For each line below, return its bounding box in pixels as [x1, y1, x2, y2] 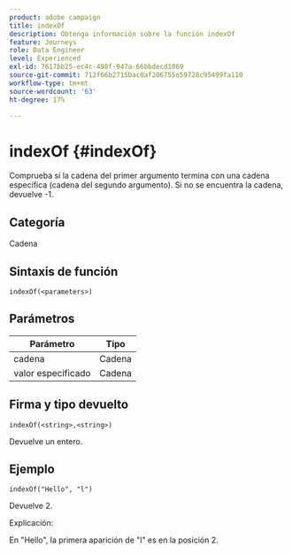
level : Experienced [9, 54, 81, 63]
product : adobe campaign [9, 12, 101, 22]
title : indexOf [9, 21, 65, 30]
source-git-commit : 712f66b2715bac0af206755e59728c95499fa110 [9, 71, 243, 80]
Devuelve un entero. [9, 435, 83, 447]
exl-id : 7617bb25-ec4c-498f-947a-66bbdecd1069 [9, 63, 184, 72]
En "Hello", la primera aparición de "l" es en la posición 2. [9, 535, 219, 545]
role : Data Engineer [9, 46, 86, 55]
